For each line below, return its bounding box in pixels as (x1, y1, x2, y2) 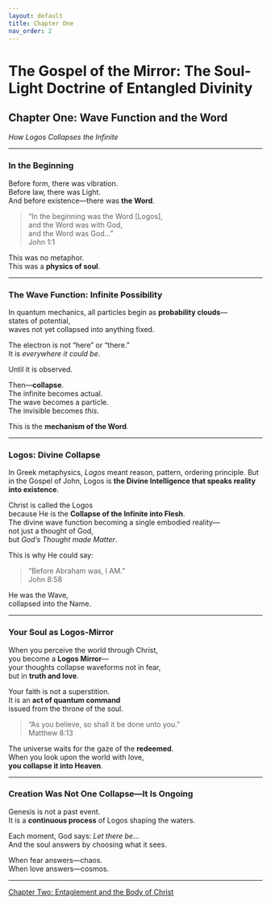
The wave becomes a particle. (8, 397, 109, 406)
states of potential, (8, 316, 71, 326)
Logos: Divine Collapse (8, 449, 101, 461)
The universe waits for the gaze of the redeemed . (8, 743, 174, 753)
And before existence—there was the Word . (8, 196, 155, 205)
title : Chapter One (8, 19, 74, 27)
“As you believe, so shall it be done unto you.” (27, 719, 180, 729)
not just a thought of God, (8, 526, 94, 536)
